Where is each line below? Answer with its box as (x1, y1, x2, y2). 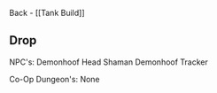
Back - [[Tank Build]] (9, 8, 86, 18)
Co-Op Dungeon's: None (9, 74, 100, 84)
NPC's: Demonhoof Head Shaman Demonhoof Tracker (9, 57, 208, 67)
